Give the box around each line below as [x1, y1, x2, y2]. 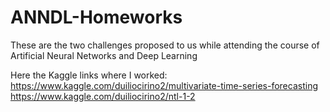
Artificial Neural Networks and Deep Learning [10, 49, 198, 61]
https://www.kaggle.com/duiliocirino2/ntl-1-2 [10, 90, 196, 102]
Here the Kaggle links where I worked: [10, 69, 168, 81]
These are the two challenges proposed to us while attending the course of [10, 39, 320, 51]
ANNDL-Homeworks [10, 6, 183, 29]
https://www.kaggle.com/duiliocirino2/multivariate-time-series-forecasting [10, 79, 318, 91]
